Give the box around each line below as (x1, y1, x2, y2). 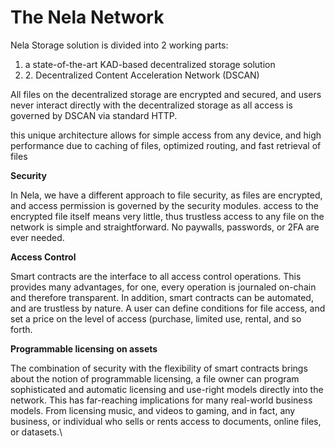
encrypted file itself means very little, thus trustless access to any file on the (10, 210, 325, 222)
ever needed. (10, 231, 65, 243)
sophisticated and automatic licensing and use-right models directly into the (10, 383, 324, 395)
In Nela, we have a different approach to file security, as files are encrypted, (10, 189, 323, 201)
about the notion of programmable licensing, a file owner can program (10, 372, 300, 385)
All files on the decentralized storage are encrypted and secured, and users (10, 88, 322, 100)
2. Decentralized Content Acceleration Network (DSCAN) (24, 69, 260, 81)
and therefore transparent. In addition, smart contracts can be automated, (10, 291, 314, 303)
